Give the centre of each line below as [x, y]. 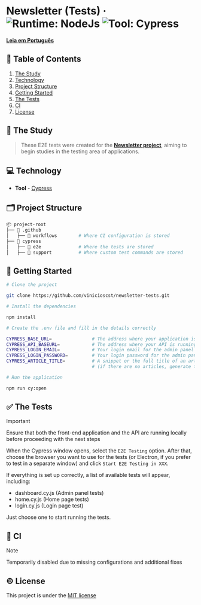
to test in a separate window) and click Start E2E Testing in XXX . [87, 463]
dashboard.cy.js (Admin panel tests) [59, 493]
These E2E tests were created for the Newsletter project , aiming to [104, 145]
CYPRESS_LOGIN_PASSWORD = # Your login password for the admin [96, 355]
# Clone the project [32, 285]
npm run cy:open [26, 388]
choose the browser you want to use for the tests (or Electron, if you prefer [98, 457]
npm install [21, 317]
